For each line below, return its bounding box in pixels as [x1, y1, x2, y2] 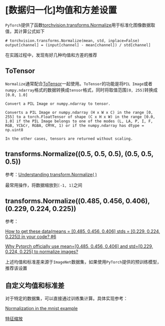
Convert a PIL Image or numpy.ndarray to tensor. [5, 101, 111, 106]
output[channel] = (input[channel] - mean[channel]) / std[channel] [5, 42, 151, 47]
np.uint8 [5, 127, 23, 132]
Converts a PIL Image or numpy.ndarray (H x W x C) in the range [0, [5, 110, 153, 115]
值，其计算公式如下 [5, 28, 45, 34]
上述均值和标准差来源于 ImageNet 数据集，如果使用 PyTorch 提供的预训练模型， [5, 259, 161, 265]
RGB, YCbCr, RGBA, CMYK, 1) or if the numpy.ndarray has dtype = [5, 123, 144, 128]
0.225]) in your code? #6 [5, 234, 56, 240]
